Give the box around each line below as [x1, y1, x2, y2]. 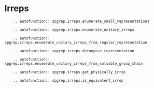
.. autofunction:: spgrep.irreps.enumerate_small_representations [13, 19, 150, 24]
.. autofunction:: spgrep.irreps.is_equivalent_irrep [13, 78, 124, 83]
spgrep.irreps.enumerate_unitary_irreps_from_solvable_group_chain [4, 61, 143, 66]
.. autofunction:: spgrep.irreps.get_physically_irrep [13, 70, 126, 74]
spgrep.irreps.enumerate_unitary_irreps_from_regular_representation [4, 40, 148, 45]
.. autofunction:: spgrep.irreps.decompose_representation [13, 48, 135, 53]
